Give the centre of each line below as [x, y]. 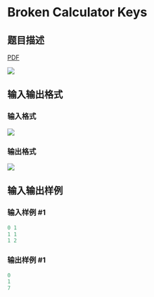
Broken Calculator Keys [77, 12]
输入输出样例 [35, 191]
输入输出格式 [35, 95]
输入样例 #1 [26, 212]
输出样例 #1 [26, 260]
